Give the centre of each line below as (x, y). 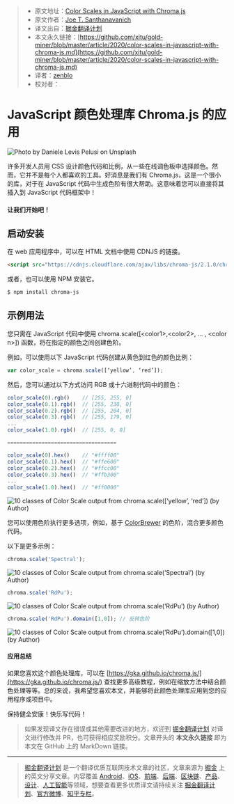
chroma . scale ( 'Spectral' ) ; (46, 560)
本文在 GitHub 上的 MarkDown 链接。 (78, 746)
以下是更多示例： (32, 546)
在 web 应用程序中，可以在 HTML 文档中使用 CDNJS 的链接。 (96, 252)
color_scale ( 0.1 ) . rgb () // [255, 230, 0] (70, 404)
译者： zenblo (54, 75)
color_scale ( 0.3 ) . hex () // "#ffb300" (63, 475)
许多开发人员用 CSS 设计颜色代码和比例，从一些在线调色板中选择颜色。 (110, 166)
